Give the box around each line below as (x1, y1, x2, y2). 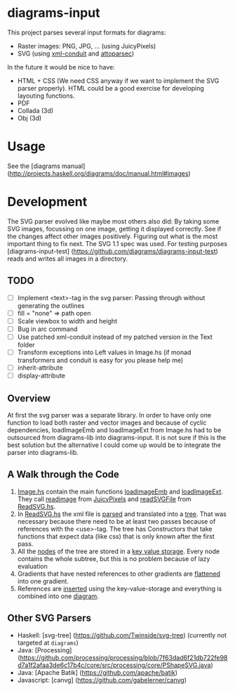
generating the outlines (17, 301, 85, 310)
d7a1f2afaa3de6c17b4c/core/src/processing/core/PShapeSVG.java (17, 661, 211, 669)
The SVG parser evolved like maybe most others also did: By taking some (7, 217, 220, 226)
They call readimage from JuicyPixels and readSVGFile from (17, 494, 192, 503)
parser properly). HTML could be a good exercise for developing (17, 84, 205, 92)
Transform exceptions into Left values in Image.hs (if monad (17, 348, 192, 356)
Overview (7, 392, 51, 404)
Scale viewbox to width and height (17, 316, 118, 325)
